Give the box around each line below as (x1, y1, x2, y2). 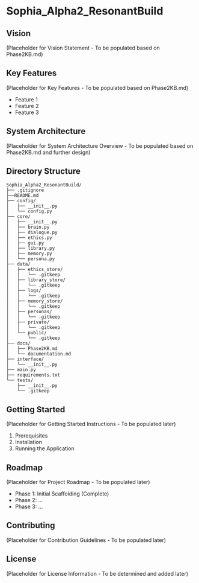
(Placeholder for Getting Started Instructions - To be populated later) (6, 421, 176, 428)
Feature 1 (14, 95, 38, 103)
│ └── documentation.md (6, 351, 71, 357)
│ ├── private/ (6, 319, 50, 325)
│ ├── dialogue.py (6, 229, 58, 236)
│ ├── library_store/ (6, 277, 66, 283)
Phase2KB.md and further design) (6, 148, 91, 156)
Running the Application (14, 445, 75, 452)
